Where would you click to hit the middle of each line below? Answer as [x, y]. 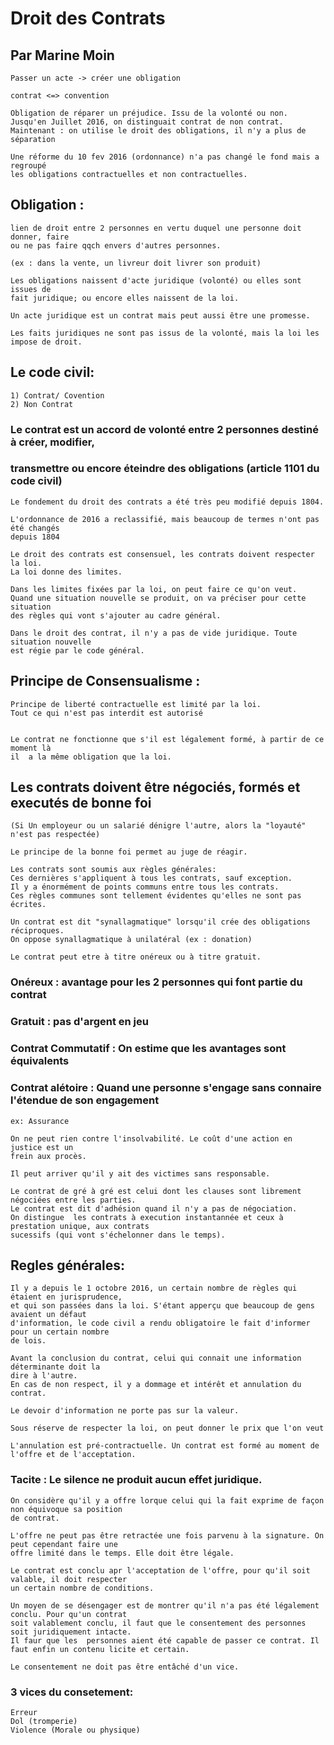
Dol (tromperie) [44, 1721]
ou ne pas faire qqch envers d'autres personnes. [116, 245]
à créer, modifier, [52, 442]
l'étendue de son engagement [85, 1100]
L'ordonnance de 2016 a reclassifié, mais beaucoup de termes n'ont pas [165, 519]
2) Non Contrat [42, 404]
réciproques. [37, 931]
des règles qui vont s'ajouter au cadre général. [116, 615]
